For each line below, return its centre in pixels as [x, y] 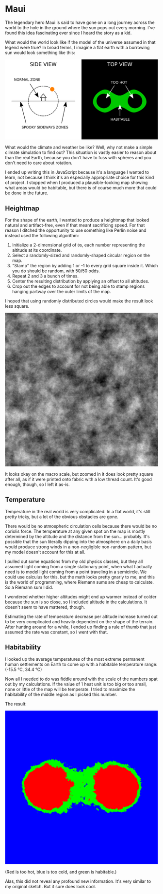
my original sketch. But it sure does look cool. [50, 886]
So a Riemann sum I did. [29, 587]
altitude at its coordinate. [37, 250]
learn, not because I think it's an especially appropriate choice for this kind [80, 177]
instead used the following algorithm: [42, 236]
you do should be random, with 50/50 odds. [56, 271]
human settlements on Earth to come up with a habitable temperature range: [81, 664]
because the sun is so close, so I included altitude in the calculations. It [76, 602]
